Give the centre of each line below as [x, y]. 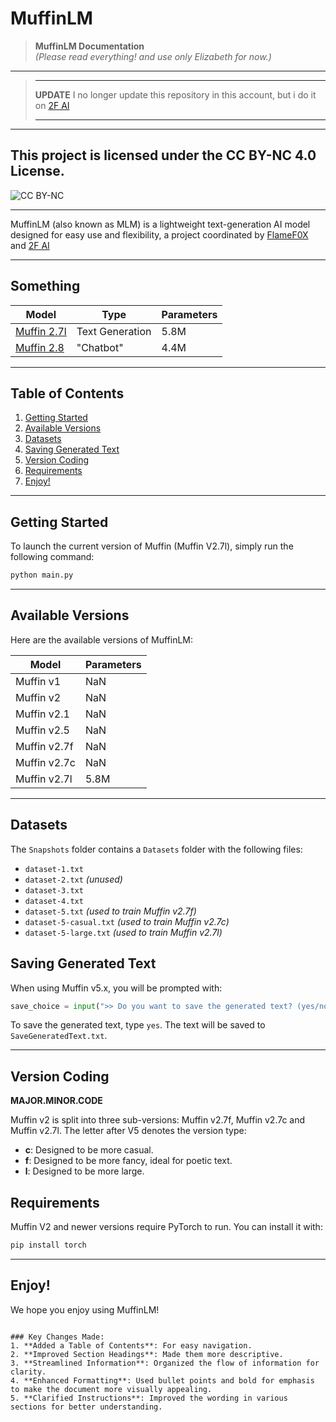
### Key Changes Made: [57, 1337]
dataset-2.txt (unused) [73, 879]
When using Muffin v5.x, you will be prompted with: [116, 988]
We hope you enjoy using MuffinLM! [85, 1309]
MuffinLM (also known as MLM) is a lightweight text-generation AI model [160, 224]
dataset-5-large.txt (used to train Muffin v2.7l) [123, 932]
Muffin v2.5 [42, 730]
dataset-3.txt [54, 890]
